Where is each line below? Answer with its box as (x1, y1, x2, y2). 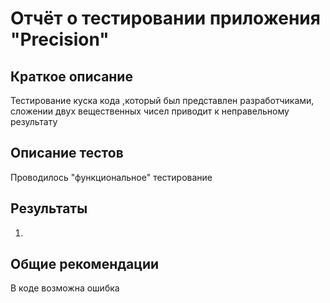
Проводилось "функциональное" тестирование (10, 171, 213, 183)
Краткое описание (10, 68, 133, 85)
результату (10, 116, 58, 127)
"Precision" (10, 28, 110, 51)
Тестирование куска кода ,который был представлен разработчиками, (10, 95, 315, 106)
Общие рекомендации (10, 256, 160, 273)
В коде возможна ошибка (10, 282, 120, 294)
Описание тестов (10, 145, 124, 162)
